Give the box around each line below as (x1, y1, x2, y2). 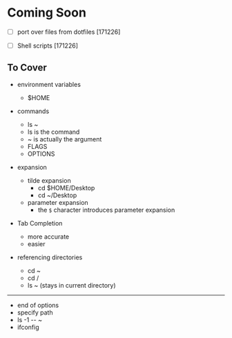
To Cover (7, 62, 47, 74)
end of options (17, 301, 59, 309)
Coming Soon (7, 5, 86, 21)
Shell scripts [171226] (17, 41, 78, 50)
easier (27, 239, 46, 248)
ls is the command (27, 128, 80, 136)
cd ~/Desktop (37, 191, 77, 199)
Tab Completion (17, 219, 63, 227)
